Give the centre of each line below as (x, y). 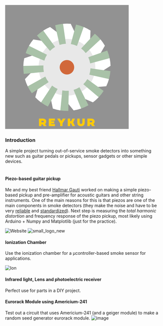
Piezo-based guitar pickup (33, 179)
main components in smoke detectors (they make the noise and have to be (81, 206)
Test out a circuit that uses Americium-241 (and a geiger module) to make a (82, 313)
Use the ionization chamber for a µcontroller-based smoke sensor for (76, 253)
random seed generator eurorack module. (48, 318)
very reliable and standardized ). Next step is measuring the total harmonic (81, 211)
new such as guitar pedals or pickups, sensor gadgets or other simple (76, 156)
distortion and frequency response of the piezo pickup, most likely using (79, 216)
